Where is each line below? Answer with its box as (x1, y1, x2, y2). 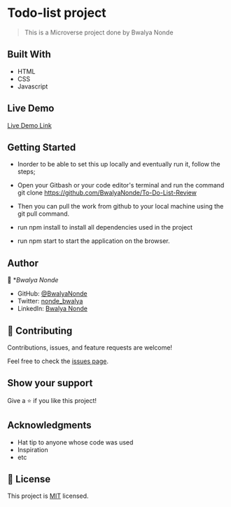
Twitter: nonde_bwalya (17, 297, 83, 305)
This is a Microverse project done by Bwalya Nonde (24, 28, 174, 37)
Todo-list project (7, 5, 106, 21)
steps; (17, 167, 36, 176)
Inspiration (17, 445, 48, 454)
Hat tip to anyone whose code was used (17, 437, 134, 447)
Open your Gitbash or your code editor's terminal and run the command (17, 181, 225, 190)
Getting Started (7, 141, 76, 153)
